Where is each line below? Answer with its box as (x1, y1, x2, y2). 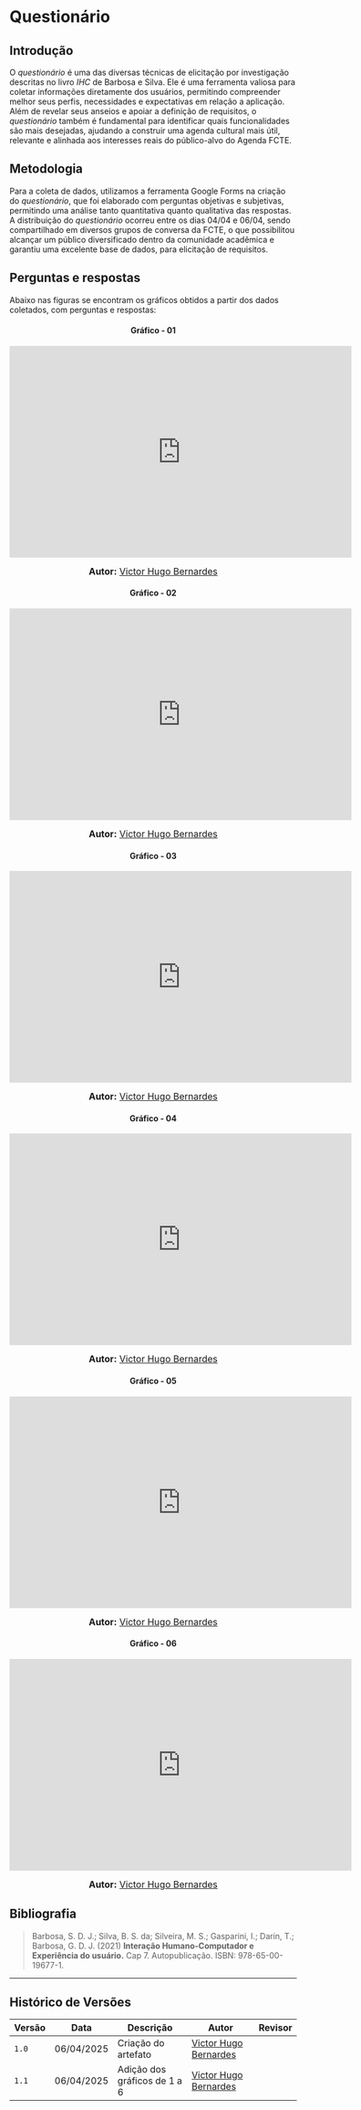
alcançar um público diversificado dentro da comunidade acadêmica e (9, 234, 275, 245)
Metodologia (9, 162, 84, 177)
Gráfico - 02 (129, 587, 177, 599)
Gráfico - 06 (129, 1638, 178, 1649)
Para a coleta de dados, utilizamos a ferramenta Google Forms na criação (9, 185, 286, 196)
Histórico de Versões (9, 1995, 132, 2010)
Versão (14, 2021, 46, 2034)
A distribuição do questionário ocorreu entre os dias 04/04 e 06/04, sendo (9, 215, 291, 226)
